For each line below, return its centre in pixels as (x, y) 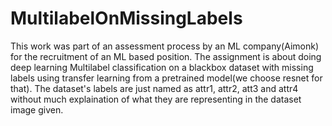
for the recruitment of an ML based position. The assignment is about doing (166, 56)
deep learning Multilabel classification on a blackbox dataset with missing (162, 67)
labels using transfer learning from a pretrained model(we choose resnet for (166, 78)
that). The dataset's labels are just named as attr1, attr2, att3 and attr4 (154, 88)
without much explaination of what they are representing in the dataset (156, 99)
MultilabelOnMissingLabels (126, 18)
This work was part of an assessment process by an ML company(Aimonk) (165, 46)
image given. (37, 109)
